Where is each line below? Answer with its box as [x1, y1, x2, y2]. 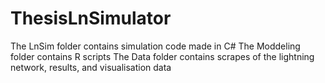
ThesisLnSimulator [10, 7, 172, 30]
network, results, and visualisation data [10, 61, 172, 73]
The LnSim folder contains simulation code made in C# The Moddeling [10, 40, 301, 52]
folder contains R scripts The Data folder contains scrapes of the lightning [10, 50, 315, 62]
